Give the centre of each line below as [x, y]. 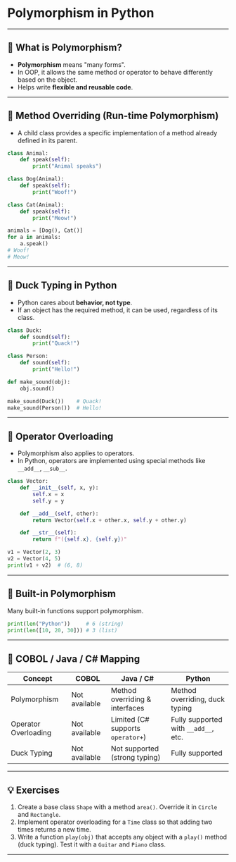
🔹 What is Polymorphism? [65, 48]
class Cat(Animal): [36, 205]
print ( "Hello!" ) [56, 369]
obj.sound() [37, 388]
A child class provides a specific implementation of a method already [117, 133]
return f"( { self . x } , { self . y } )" [80, 540]
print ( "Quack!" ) [56, 343]
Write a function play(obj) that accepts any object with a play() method [122, 837]
